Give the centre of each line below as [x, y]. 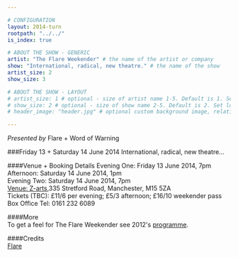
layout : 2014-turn [34, 27]
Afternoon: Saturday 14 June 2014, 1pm [64, 173]
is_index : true [30, 40]
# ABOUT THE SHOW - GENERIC [49, 53]
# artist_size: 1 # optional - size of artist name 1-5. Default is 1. [115, 99]
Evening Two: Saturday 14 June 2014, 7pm [69, 181]
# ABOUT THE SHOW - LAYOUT [47, 92]
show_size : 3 [27, 79]
